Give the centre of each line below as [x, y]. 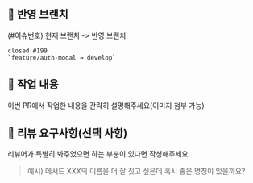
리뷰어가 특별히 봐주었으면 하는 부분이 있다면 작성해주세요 [98, 154]
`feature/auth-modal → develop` [62, 58]
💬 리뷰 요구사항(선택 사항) [68, 133]
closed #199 [27, 51]
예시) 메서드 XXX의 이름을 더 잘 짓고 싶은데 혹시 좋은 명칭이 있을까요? [136, 171]
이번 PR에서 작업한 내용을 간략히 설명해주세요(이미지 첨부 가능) [106, 105]
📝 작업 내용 [33, 84]
